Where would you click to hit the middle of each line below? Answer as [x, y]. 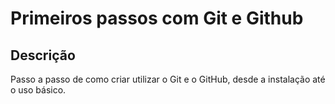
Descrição [43, 55]
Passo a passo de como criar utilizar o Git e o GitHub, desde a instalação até [168, 79]
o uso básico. [38, 90]
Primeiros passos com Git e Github [157, 18]
